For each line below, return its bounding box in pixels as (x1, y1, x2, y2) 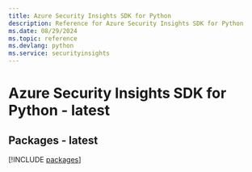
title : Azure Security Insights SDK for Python (8, 11, 172, 20)
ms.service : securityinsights (8, 49, 111, 57)
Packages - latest (8, 133, 99, 147)
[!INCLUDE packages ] (8, 155, 82, 164)
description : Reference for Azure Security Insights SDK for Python (8, 19, 244, 27)
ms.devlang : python (8, 42, 74, 50)
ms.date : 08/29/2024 (8, 27, 78, 35)
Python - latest (8, 102, 111, 120)
